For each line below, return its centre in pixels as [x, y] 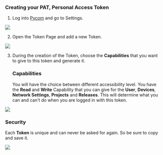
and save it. [17, 138]
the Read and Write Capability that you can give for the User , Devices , [84, 90]
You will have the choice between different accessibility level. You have [84, 84]
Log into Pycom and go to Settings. [48, 18]
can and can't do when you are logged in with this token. [69, 100]
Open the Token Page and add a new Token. [57, 37]
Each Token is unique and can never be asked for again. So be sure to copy [82, 132]
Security [15, 122]
